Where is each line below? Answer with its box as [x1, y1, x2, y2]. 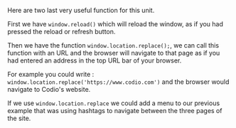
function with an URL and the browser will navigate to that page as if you [7, 49, 220, 57]
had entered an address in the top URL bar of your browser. [7, 56, 182, 65]
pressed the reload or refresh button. [7, 28, 116, 36]
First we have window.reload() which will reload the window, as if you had [7, 20, 224, 28]
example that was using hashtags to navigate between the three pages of [7, 107, 222, 114]
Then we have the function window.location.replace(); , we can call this [7, 41, 219, 49]
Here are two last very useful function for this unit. [7, 6, 155, 14]
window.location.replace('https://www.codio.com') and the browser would [7, 78, 230, 86]
